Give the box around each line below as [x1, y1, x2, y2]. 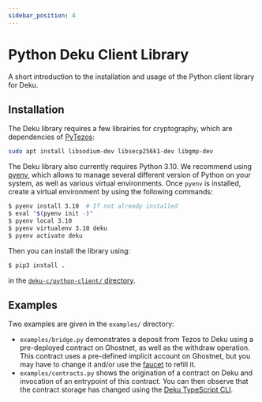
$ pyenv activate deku [8, 231, 83, 239]
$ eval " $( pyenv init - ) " [8, 210, 93, 218]
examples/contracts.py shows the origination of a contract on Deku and [19, 368, 253, 378]
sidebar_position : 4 [8, 11, 77, 20]
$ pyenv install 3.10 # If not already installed [8, 202, 178, 210]
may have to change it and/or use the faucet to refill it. [19, 360, 196, 370]
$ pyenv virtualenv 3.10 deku [8, 224, 108, 232]
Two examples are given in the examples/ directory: [8, 319, 175, 329]
